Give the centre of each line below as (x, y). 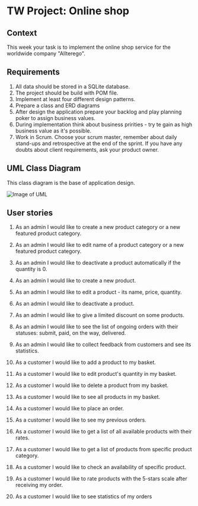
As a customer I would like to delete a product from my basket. (92, 385)
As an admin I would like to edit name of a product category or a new (100, 245)
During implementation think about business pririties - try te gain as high (104, 124)
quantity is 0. (31, 269)
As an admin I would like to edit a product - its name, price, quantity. (99, 292)
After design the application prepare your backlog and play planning (98, 112)
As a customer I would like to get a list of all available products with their (103, 432)
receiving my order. (39, 485)
